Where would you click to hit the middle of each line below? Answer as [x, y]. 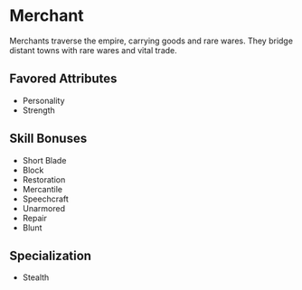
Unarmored [44, 208]
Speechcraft [46, 199]
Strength [39, 110]
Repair [34, 218]
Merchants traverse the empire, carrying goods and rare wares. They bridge [151, 41]
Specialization [51, 255]
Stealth [36, 277]
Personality [43, 100]
